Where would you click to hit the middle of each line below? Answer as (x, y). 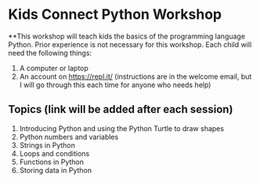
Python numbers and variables (69, 137)
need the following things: (50, 53)
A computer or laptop (54, 68)
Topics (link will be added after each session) (121, 110)
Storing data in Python (56, 170)
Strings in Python (47, 145)
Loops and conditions (54, 153)
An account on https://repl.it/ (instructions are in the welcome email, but (135, 76)
